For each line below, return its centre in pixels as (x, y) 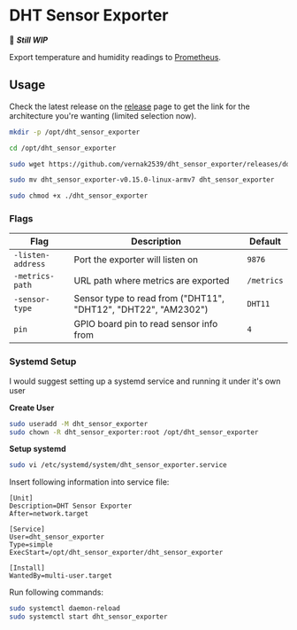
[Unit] (21, 498)
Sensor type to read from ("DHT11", (149, 299)
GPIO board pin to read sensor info (146, 324)
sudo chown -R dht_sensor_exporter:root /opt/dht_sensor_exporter (134, 432)
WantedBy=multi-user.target (61, 576)
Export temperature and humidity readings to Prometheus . (115, 57)
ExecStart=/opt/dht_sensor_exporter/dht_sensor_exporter (116, 553)
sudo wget (27, 164)
